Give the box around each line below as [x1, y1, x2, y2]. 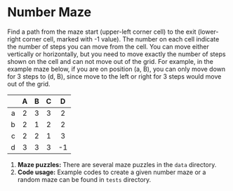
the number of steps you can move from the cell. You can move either [7, 42, 209, 51]
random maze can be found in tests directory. [17, 175, 152, 183]
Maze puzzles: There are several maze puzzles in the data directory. [17, 160, 217, 169]
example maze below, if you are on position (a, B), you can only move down [7, 65, 226, 73]
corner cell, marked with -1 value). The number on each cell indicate [22, 34, 220, 43]
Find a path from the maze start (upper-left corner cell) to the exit [7, 27, 197, 36]
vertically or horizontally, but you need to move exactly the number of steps [7, 50, 226, 58]
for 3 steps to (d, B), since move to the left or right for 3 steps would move [7, 72, 222, 81]
